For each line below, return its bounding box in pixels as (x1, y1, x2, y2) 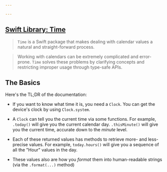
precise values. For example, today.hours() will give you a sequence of (12, 142, 160, 148)
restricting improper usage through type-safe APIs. (17, 64, 123, 70)
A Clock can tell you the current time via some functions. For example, (12, 116, 156, 122)
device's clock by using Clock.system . (12, 106, 91, 112)
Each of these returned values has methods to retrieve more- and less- (12, 136, 159, 142)
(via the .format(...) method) (12, 162, 75, 168)
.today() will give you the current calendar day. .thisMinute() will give (12, 121, 159, 127)
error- (139, 53, 152, 60)
